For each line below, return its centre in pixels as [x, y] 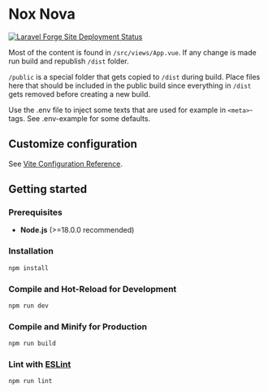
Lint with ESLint [40, 364]
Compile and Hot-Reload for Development [93, 289]
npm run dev [28, 306]
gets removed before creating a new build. [79, 94]
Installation [31, 251]
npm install [28, 268]
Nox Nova [42, 14]
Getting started [48, 189]
